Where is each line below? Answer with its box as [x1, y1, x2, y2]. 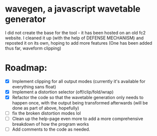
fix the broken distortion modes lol [12, 110, 81, 116]
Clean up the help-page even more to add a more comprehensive [12, 116, 143, 122]
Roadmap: [5, 62, 48, 73]
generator [5, 14, 46, 25]
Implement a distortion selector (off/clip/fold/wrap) [12, 89, 114, 95]
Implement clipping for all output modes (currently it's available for [12, 78, 146, 84]
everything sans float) [12, 84, 56, 89]
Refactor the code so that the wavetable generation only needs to [12, 95, 144, 100]
